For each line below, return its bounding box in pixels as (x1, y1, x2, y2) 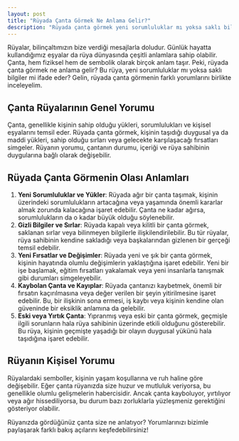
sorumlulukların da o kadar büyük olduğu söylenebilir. (17, 213, 175, 222)
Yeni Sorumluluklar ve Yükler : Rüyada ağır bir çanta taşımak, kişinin (17, 190, 218, 199)
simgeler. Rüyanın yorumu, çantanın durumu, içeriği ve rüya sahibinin (7, 143, 210, 152)
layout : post (7, 10, 46, 18)
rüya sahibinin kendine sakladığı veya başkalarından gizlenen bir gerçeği (17, 236, 230, 244)
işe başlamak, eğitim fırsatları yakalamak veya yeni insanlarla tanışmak (17, 266, 224, 274)
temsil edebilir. (17, 244, 60, 251)
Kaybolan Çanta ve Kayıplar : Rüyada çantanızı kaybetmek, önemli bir (17, 281, 223, 289)
